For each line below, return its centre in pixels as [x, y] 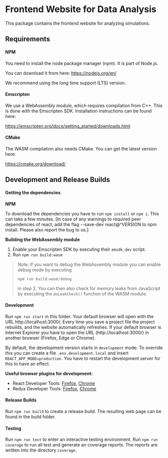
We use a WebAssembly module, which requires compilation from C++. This [84, 105]
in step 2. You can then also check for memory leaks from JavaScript [89, 288]
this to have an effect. [28, 364]
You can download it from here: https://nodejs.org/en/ [61, 73]
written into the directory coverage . [41, 450]
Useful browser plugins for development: [49, 373]
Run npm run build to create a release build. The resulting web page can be [83, 411]
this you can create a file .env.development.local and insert [67, 353]
